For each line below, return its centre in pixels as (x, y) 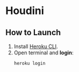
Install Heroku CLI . (36, 46)
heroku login (30, 63)
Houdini (25, 11)
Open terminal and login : (44, 53)
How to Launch (33, 32)
